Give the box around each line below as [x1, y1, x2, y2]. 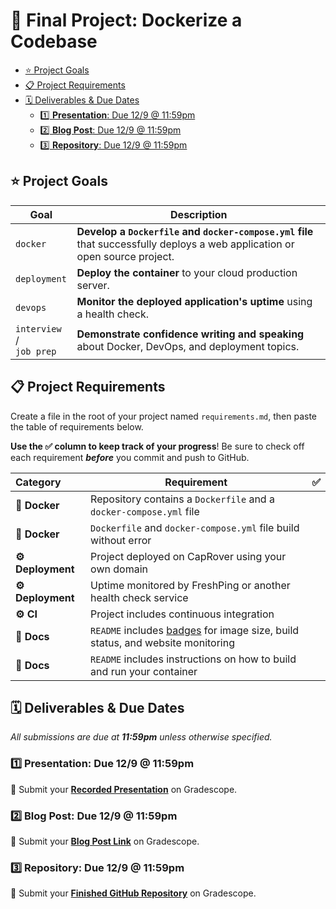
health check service [90, 590, 189, 604]
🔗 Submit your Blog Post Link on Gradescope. [10, 835, 200, 847]
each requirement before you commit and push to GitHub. [10, 451, 250, 463]
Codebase [10, 30, 98, 53]
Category [15, 475, 62, 489]
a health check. [76, 307, 149, 321]
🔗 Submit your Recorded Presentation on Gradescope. [10, 783, 238, 795]
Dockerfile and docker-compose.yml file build [90, 520, 300, 534]
